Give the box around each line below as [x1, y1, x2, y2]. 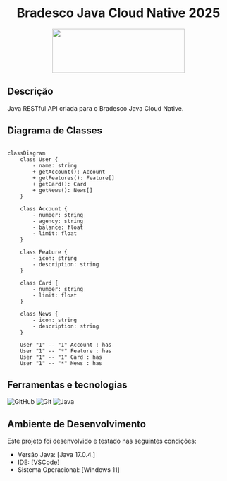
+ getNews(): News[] [32, 186, 93, 194]
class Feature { [20, 249, 68, 256]
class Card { [20, 279, 59, 287]
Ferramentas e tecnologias [7, 379, 128, 391]
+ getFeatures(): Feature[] [32, 174, 115, 182]
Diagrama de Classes [7, 125, 103, 137]
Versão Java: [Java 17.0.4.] [17, 451, 96, 459]
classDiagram [7, 150, 46, 157]
